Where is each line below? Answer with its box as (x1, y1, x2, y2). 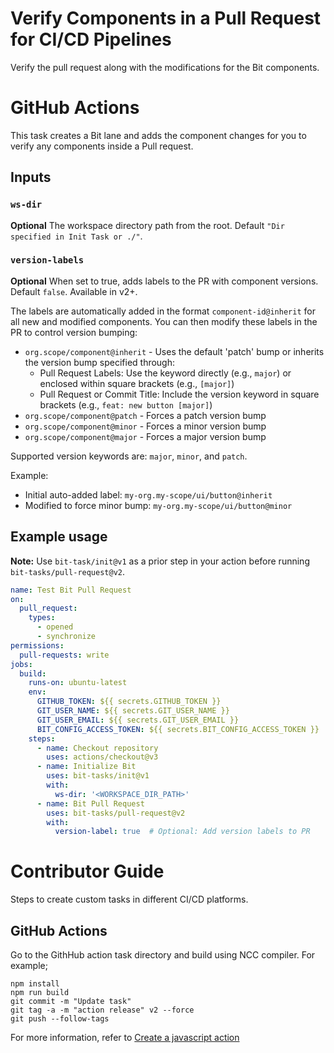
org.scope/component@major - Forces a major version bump (24, 430, 267, 442)
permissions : (10, 640, 65, 651)
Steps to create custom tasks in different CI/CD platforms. (10, 893, 249, 906)
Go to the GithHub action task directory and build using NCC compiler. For (10, 949, 316, 961)
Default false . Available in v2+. (10, 285, 138, 297)
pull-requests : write (19, 650, 110, 660)
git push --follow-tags (10, 1014, 110, 1024)
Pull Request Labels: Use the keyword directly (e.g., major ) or (39, 367, 292, 379)
